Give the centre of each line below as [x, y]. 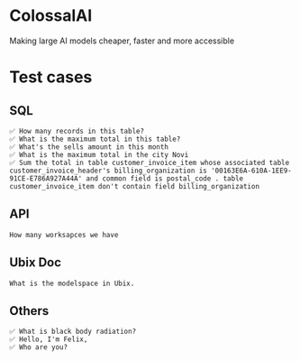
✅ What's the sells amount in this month [89, 147]
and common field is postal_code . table [165, 178]
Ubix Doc [35, 263]
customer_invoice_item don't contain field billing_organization [134, 186]
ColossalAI [51, 16]
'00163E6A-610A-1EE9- [251, 171]
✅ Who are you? [39, 347]
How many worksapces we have [64, 235]
